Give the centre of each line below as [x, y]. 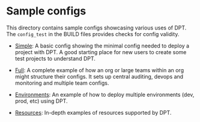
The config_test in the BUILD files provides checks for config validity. [93, 34]
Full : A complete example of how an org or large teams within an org [99, 70]
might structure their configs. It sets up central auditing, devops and [99, 76]
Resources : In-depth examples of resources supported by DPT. [93, 112]
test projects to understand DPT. [55, 58]
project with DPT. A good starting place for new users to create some [101, 52]
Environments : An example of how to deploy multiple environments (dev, [105, 94]
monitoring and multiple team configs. [62, 83]
